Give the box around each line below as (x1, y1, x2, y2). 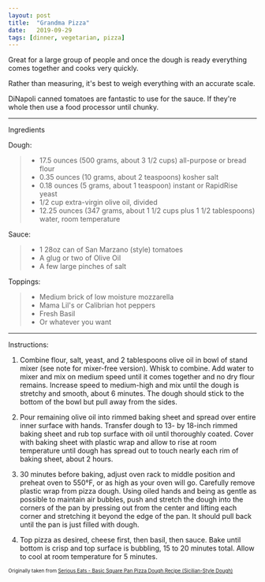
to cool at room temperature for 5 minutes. (19, 552, 158, 561)
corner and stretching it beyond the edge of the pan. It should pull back (19, 512, 252, 521)
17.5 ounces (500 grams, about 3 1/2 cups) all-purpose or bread (39, 155, 247, 166)
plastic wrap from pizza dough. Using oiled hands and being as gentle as (19, 487, 257, 496)
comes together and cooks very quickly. (8, 64, 140, 73)
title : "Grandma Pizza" (8, 19, 90, 27)
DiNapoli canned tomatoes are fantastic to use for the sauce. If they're (8, 94, 237, 103)
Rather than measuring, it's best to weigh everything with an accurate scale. (8, 79, 256, 88)
